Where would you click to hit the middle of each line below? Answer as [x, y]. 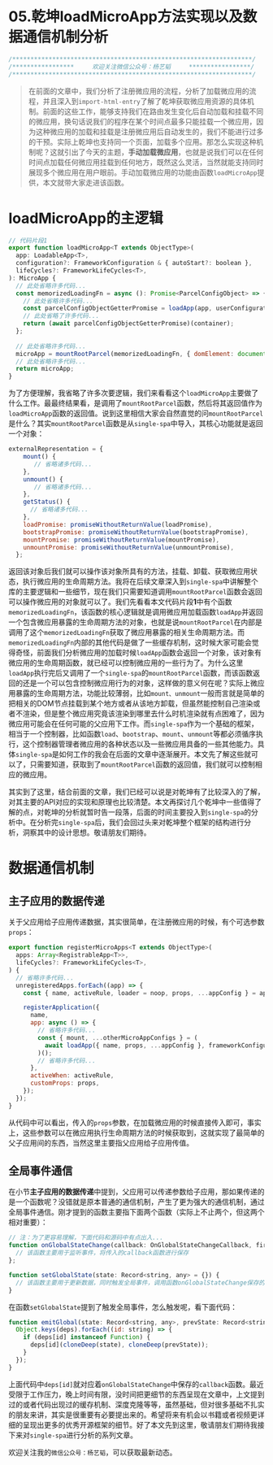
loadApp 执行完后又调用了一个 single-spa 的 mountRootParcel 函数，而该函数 [131, 673]
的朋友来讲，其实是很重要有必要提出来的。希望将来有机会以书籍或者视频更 [133, 1415]
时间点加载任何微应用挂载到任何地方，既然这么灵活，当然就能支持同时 [146, 162]
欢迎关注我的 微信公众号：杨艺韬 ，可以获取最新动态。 [93, 1452]
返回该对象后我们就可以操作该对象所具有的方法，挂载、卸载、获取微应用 [129, 572]
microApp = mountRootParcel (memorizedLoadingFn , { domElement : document [141, 354]
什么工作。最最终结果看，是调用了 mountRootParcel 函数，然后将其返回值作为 [135, 403]
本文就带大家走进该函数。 [85, 182]
